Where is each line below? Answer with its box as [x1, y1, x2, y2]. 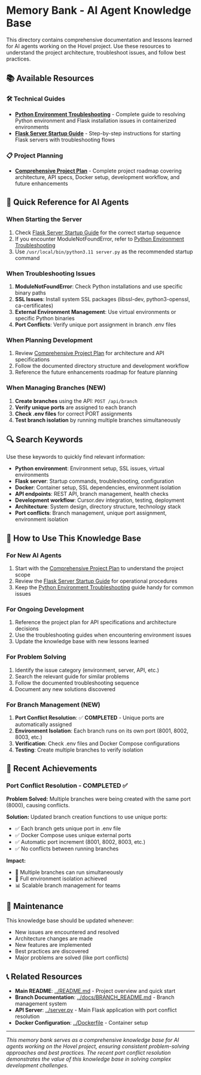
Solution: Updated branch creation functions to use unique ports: [6, 813, 168, 820]
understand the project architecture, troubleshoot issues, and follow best [6, 49, 186, 56]
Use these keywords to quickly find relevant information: [6, 453, 145, 461]
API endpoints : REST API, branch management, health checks [14, 490, 169, 498]
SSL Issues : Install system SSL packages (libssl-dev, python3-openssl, [14, 295, 190, 302]
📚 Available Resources [6, 73, 95, 84]
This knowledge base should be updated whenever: [6, 917, 134, 924]
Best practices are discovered [14, 947, 89, 955]
